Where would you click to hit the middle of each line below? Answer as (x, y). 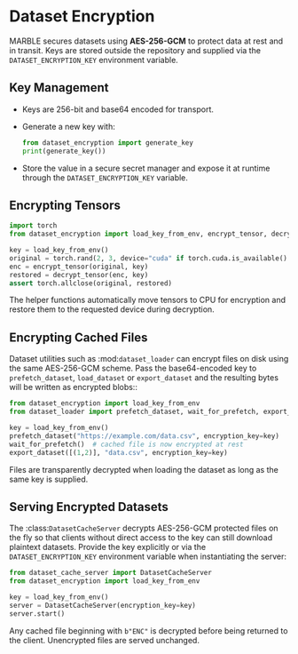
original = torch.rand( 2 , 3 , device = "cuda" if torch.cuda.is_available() (149, 258)
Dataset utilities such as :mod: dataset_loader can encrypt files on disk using (149, 359)
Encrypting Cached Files (78, 337)
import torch (33, 226)
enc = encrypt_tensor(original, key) (79, 267)
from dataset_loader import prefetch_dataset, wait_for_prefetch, (134, 412)
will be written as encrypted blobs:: (73, 387)
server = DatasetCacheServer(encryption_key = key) (103, 605)
